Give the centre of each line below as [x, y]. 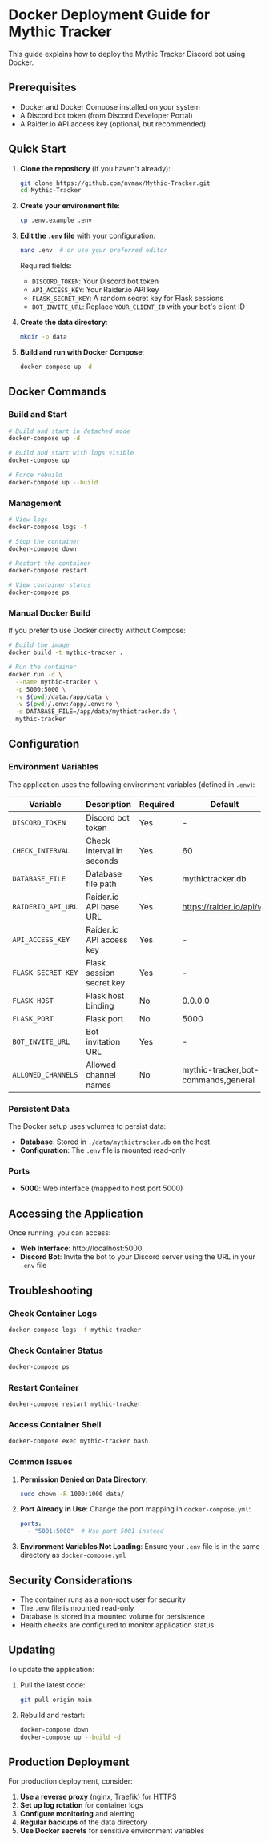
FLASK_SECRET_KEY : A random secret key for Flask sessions [128, 299]
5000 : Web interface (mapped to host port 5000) [101, 1188]
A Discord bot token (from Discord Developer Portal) [106, 115]
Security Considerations [71, 1580]
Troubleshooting [51, 1290]
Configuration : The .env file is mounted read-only [102, 1150]
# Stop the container [44, 541]
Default [225, 804]
